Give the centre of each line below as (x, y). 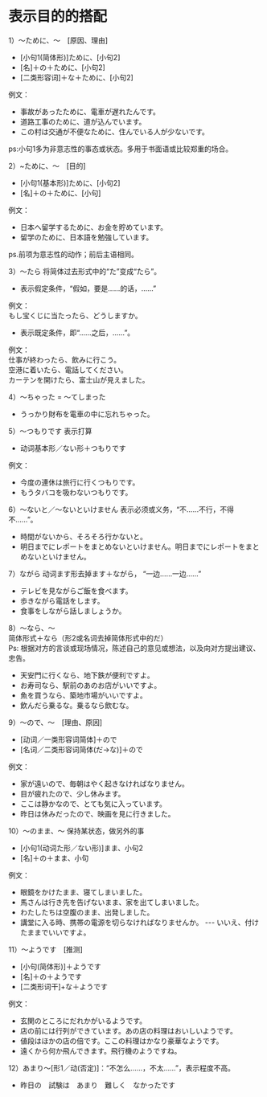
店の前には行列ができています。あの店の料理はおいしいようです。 (128, 1030)
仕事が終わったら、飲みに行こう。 (65, 359)
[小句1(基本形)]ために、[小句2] (70, 182)
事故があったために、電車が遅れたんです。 (90, 111)
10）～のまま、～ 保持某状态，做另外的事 (76, 831)
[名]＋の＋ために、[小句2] (63, 67)
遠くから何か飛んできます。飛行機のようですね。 (101, 1050)
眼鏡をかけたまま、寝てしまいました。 (83, 892)
